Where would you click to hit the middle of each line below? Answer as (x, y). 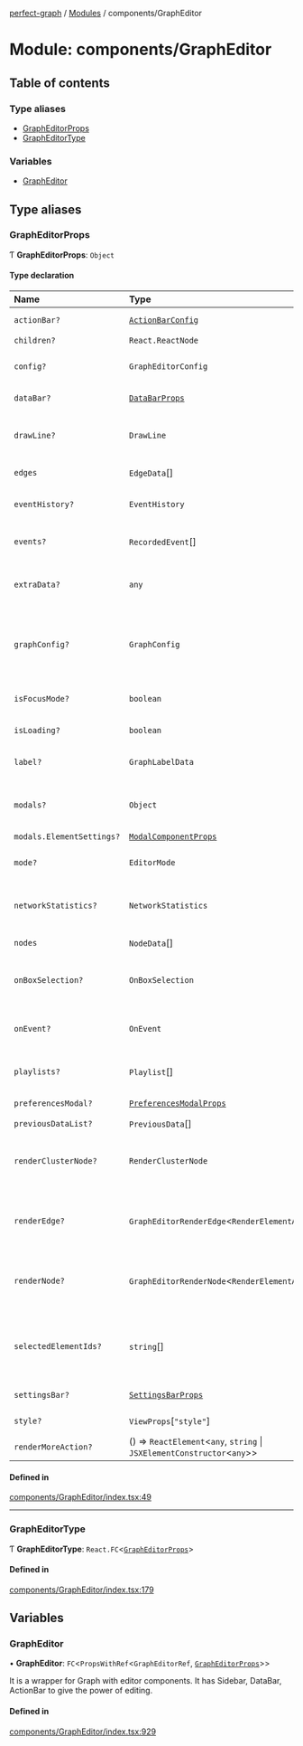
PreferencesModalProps (178, 1104)
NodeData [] (151, 943)
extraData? (37, 585)
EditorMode (152, 863)
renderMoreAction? (53, 1447)
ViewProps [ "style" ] (170, 1421)
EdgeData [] (151, 473)
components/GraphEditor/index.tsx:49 (80, 1497)
